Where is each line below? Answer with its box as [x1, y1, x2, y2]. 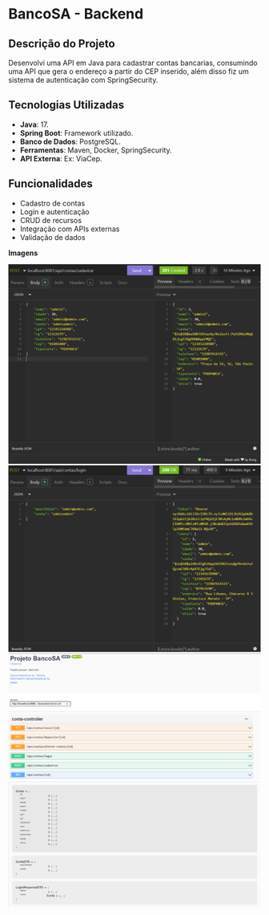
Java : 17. [19, 120, 50, 129]
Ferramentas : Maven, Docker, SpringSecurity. [19, 145, 172, 155]
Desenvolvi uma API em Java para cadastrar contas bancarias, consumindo [8, 58, 258, 67]
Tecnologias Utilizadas [8, 98, 125, 112]
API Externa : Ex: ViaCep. [19, 153, 102, 163]
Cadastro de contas [19, 198, 86, 208]
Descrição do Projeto [8, 37, 115, 51]
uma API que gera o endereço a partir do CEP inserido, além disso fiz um [8, 67, 250, 76]
